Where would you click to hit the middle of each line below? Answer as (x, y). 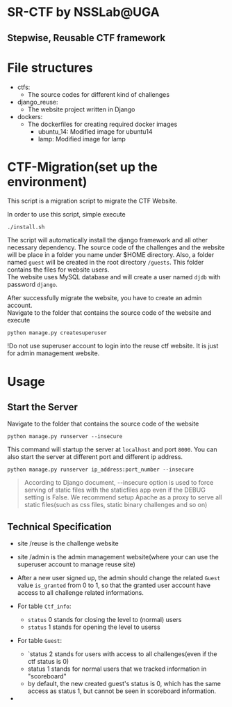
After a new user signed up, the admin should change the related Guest (119, 578)
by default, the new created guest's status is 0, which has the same (124, 684)
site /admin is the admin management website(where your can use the (118, 557)
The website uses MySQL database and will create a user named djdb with (114, 277)
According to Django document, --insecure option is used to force (119, 483)
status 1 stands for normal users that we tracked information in (117, 669)
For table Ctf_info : (44, 606)
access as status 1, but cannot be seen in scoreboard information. (122, 691)
